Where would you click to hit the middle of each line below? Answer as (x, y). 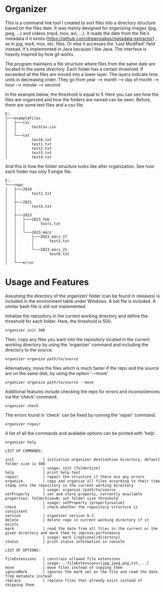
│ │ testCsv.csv (31, 127)
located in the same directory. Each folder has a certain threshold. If (74, 69)
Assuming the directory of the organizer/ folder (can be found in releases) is (82, 296)
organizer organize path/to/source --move (49, 382)
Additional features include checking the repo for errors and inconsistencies (82, 392)
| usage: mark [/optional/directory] (82, 537)
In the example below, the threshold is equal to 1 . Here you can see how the (82, 94)
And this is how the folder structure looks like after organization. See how (80, 166)
